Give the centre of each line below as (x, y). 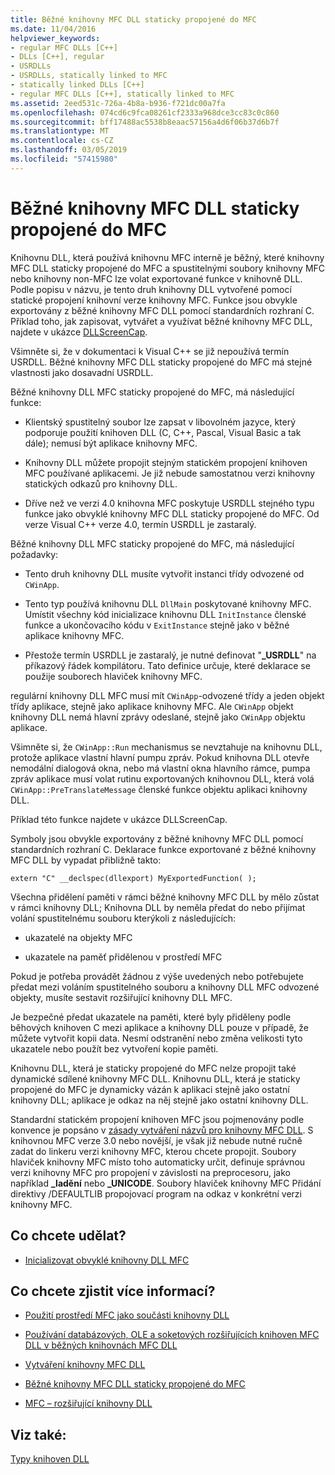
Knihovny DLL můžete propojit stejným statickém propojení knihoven (166, 462)
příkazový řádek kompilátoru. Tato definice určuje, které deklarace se (167, 665)
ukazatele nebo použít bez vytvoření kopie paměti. (114, 1048)
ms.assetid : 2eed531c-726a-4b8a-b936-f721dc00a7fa (118, 103)
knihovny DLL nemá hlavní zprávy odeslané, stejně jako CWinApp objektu (158, 717)
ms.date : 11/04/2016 (53, 29)
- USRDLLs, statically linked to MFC (89, 76)
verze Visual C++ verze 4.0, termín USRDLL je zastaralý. (140, 524)
